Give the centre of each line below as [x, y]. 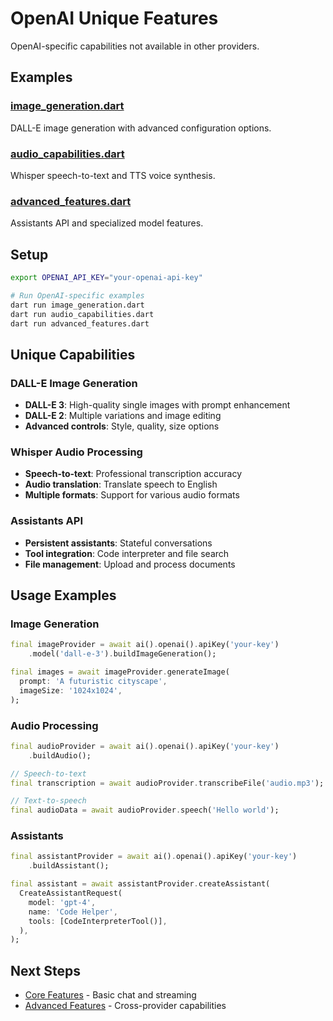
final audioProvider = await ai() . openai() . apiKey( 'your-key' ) [145, 746]
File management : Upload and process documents [130, 564]
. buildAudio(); [60, 755]
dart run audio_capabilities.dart [82, 314]
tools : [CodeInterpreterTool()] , [98, 921]
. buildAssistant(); [69, 866]
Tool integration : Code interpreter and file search [127, 553]
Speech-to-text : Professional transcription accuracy [133, 474]
